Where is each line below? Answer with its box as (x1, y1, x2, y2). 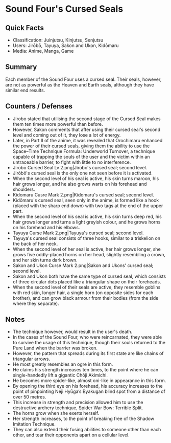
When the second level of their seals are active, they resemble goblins (12, 284, 161, 290)
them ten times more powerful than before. (12, 121, 103, 127)
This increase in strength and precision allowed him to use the (12, 400, 143, 406)
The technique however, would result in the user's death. (12, 328, 133, 335)
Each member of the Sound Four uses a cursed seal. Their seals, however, (5, 76, 162, 82)
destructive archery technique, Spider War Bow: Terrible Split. (12, 405, 143, 411)
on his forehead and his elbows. (12, 224, 80, 230)
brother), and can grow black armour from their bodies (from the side (12, 295, 159, 301)
